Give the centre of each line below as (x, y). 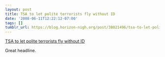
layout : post (18, 9)
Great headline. (21, 51)
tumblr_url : (17, 28)
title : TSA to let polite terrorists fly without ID (60, 14)
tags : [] (14, 23)
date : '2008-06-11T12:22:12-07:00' (41, 18)
